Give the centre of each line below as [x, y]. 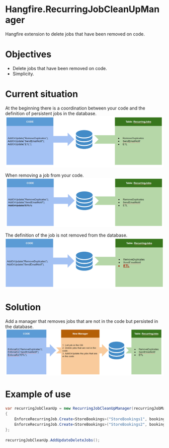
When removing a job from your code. [45, 175]
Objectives [28, 54]
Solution [23, 307]
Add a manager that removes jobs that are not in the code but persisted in [82, 321]
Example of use [38, 394]
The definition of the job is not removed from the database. [66, 235]
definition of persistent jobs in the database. [51, 113]
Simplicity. [23, 74]
